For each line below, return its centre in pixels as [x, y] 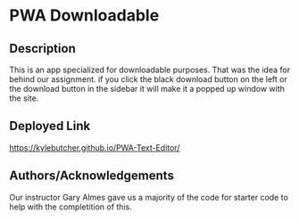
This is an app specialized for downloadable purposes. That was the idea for [150, 70]
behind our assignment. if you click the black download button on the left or [148, 79]
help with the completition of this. [71, 207]
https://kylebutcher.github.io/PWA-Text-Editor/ [95, 147]
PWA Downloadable [84, 16]
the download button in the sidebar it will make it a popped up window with [147, 89]
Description [42, 49]
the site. [24, 98]
